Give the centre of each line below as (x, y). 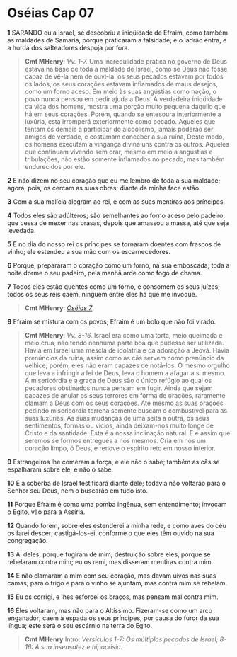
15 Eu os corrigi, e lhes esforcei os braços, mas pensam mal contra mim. (113, 597)
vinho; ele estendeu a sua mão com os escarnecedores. (89, 251)
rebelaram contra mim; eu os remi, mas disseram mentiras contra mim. (110, 561)
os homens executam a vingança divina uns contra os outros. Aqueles (127, 144)
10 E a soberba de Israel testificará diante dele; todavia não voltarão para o (117, 483)
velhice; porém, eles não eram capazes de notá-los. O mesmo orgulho (127, 365)
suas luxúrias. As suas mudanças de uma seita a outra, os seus (117, 418)
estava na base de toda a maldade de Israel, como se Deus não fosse (126, 69)
